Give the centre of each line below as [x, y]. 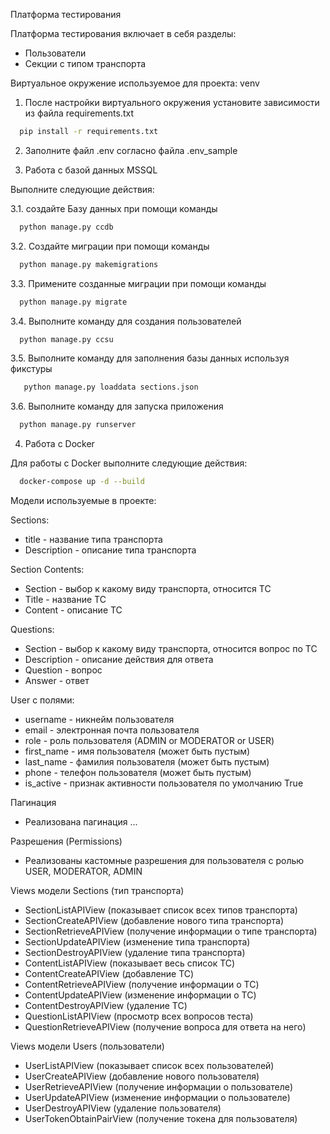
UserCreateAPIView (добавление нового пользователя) [142, 1076]
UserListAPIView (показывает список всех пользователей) [149, 1065]
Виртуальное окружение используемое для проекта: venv [135, 83]
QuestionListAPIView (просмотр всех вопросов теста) [139, 1016]
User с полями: [42, 700]
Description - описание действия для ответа [119, 659]
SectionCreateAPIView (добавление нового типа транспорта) [154, 920]
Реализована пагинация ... [81, 822]
